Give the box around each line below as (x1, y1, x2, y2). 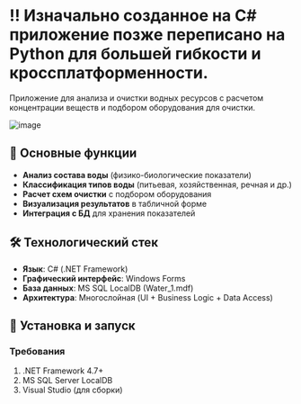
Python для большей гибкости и (9, 44, 261, 64)
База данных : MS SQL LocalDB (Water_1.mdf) (22, 283, 194, 293)
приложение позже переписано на (9, 24, 286, 45)
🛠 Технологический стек (9, 235, 159, 250)
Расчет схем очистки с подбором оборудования (22, 188, 212, 199)
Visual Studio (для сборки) (22, 384, 123, 396)
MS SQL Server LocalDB (22, 375, 113, 386)
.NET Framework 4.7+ (22, 365, 104, 376)
